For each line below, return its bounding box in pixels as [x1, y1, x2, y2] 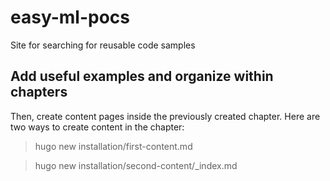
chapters [10, 84, 68, 101]
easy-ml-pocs [10, 6, 130, 29]
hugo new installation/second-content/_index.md [34, 159, 238, 171]
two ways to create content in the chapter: [10, 121, 185, 133]
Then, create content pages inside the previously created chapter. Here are [10, 110, 321, 122]
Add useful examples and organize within [10, 68, 274, 85]
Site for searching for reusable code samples [10, 39, 196, 51]
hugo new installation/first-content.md [34, 140, 193, 152]
